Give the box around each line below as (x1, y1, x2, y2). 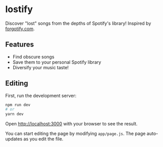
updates (5, 136, 23, 142)
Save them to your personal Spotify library (12, 59, 102, 65)
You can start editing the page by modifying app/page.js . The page (5, 130, 146, 137)
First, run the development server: (5, 92, 77, 99)
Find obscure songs (12, 54, 55, 60)
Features (5, 40, 34, 49)
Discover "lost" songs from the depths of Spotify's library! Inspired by (5, 20, 151, 26)
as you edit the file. (23, 136, 63, 142)
